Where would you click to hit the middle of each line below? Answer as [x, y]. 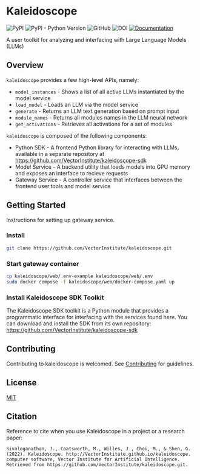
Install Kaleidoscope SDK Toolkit [55, 297]
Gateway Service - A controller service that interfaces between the [99, 180]
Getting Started [36, 205]
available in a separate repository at [60, 154]
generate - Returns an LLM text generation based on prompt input [97, 111]
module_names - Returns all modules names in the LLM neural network [101, 117]
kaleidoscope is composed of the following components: [77, 135]
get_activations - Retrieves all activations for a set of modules [94, 124]
